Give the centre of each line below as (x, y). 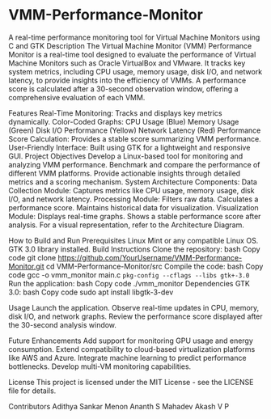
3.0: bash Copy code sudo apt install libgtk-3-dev (91, 292)
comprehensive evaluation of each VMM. (77, 97)
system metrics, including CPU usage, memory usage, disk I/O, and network (135, 71)
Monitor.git (26, 266)
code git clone (32, 257)
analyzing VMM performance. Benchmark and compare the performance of (134, 164)
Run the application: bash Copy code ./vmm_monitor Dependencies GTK (129, 283)
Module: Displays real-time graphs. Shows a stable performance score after (135, 216)
